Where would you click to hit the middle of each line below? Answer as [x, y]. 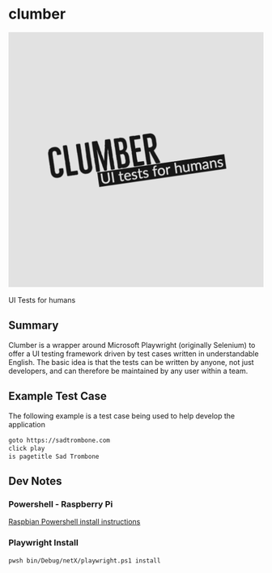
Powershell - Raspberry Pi [61, 504]
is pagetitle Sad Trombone [54, 456]
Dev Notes [35, 481]
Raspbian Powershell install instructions [74, 522]
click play [27, 448]
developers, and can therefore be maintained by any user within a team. [128, 371]
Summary [34, 326]
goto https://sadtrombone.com [59, 440]
